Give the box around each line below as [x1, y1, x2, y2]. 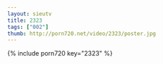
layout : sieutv [7, 10, 52, 18]
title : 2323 [7, 17, 42, 24]
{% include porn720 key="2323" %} [7, 49, 113, 58]
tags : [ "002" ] [7, 23, 49, 30]
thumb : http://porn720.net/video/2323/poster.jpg [7, 30, 157, 37]
